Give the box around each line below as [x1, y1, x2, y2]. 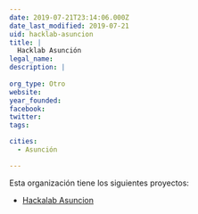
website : [9, 87, 42, 96]
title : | [9, 37, 42, 47]
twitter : [9, 112, 42, 121]
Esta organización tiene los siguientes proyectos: [9, 177, 190, 188]
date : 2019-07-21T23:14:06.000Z [9, 12, 129, 22]
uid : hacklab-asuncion [9, 29, 94, 38]
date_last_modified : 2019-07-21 [9, 21, 129, 30]
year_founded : [9, 95, 62, 105]
